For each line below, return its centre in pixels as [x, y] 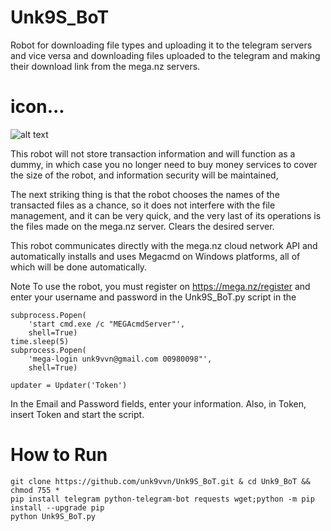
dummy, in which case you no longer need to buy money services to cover [164, 164]
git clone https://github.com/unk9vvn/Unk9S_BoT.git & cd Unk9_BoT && [160, 481]
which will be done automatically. [79, 267]
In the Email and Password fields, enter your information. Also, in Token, [158, 403]
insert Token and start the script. [77, 414]
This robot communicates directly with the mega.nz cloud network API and [164, 245]
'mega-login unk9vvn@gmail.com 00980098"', [120, 359]
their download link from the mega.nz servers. [105, 66]
